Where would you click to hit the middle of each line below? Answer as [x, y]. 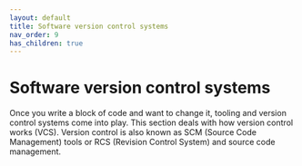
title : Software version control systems [89, 26]
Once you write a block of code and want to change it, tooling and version [148, 113]
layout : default [40, 18]
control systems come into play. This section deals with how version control [151, 122]
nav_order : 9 [34, 34]
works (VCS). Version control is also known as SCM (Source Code [133, 132]
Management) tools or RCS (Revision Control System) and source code [142, 142]
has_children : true [46, 43]
